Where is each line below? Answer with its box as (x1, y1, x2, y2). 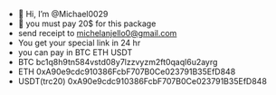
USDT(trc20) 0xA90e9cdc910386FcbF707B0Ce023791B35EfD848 (17, 76, 267, 86)
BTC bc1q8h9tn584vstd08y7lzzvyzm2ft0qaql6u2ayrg (17, 57, 218, 67)
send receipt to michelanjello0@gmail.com (17, 28, 177, 38)
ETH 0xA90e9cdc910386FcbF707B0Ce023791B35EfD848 (17, 66, 236, 77)
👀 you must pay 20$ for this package (17, 18, 157, 29)
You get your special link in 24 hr (17, 37, 141, 48)
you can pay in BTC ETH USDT (17, 47, 133, 58)
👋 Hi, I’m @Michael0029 (17, 9, 109, 19)
